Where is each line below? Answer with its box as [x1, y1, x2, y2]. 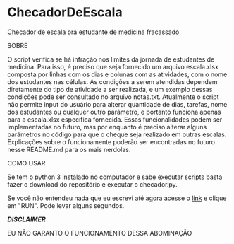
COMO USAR [7, 158, 46, 167]
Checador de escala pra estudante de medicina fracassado [7, 28, 180, 36]
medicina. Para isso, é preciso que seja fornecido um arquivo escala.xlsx [7, 62, 218, 71]
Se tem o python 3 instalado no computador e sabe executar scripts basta [7, 173, 223, 181]
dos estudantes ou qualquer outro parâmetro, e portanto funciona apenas [7, 108, 221, 116]
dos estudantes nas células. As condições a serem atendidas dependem [7, 77, 218, 86]
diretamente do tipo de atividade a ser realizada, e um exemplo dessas [7, 85, 213, 93]
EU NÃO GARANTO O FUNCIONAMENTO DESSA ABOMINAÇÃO [7, 228, 192, 237]
